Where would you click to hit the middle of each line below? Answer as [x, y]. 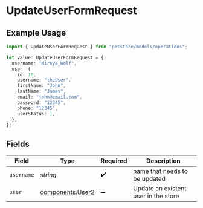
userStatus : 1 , [36, 114]
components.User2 [67, 192]
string [48, 175]
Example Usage [36, 33]
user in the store [156, 196]
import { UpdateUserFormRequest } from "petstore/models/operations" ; [97, 47]
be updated [149, 179]
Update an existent [159, 189]
